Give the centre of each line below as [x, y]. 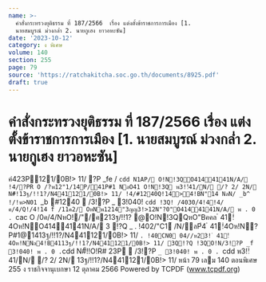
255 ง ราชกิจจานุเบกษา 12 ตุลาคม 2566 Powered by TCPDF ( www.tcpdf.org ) [125, 269]
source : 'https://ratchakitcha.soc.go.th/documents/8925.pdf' [114, 75]
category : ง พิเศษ [36, 45]
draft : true [28, 82]
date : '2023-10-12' [41, 38]
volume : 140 [28, 53]
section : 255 [30, 61]
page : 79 [23, 68]
